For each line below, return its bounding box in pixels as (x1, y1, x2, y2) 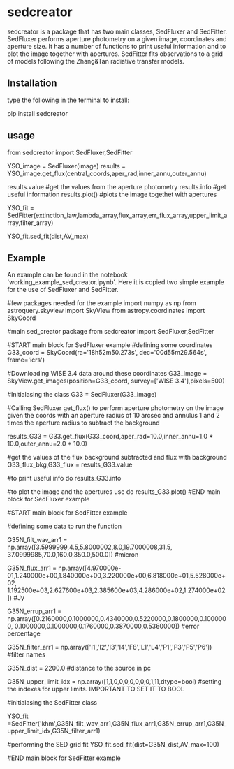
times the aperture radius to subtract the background (7, 418, 160, 427)
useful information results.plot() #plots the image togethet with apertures (7, 190, 217, 198)
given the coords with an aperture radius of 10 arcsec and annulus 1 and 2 (7, 411, 220, 420)
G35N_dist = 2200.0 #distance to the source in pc (7, 664, 152, 673)
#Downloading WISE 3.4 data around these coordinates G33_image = (7, 369, 207, 378)
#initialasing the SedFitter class (7, 698, 98, 707)
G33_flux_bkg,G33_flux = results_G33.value (7, 460, 133, 469)
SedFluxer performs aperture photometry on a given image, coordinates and (7, 34, 227, 43)
